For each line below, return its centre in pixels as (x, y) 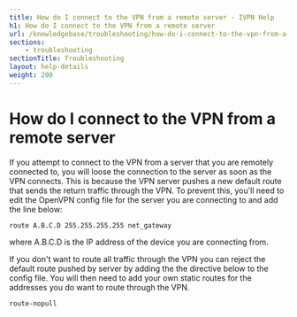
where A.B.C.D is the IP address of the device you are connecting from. (139, 242)
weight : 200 (31, 75)
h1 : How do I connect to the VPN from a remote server (112, 26)
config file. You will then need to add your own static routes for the (130, 278)
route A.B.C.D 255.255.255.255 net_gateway (91, 225)
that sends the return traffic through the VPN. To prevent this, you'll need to (147, 190)
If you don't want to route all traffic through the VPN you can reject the (137, 259)
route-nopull (33, 303)
